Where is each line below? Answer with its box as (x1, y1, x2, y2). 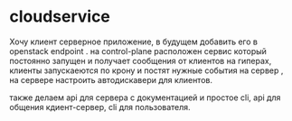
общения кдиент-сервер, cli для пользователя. (9, 101, 192, 112)
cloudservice (9, 6, 111, 27)
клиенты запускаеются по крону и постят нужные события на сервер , (9, 65, 284, 76)
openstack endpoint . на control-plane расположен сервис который (9, 45, 267, 56)
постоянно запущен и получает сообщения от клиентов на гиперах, (9, 55, 272, 66)
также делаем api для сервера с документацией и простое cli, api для (9, 92, 281, 103)
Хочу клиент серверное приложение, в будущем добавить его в (9, 36, 258, 47)
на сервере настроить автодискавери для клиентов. (9, 74, 212, 85)
